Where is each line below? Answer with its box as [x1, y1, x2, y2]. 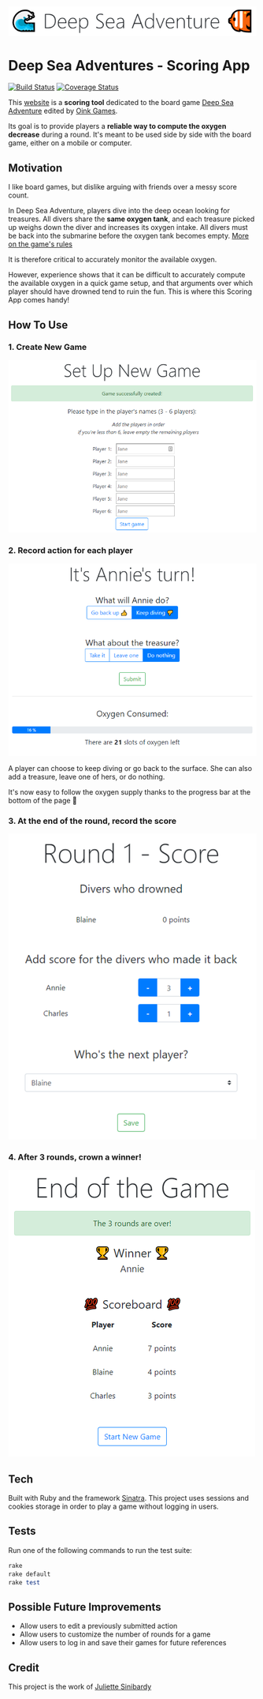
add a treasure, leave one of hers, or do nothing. [8, 772, 165, 781]
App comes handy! [8, 295, 69, 305]
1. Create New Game [8, 342, 87, 353]
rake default [8, 1570, 51, 1578]
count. [8, 190, 29, 200]
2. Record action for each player [8, 545, 133, 556]
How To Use [8, 318, 69, 332]
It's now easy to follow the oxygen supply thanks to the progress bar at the [8, 787, 251, 796]
